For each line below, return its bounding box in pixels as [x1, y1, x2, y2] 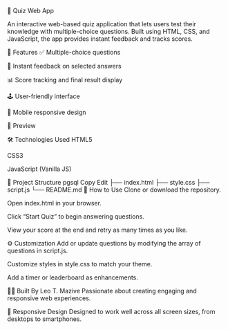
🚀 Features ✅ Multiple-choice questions [7, 48, 121, 56]
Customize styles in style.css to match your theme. [7, 260, 153, 268]
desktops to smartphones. [7, 315, 82, 323]
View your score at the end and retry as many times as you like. [7, 226, 188, 234]
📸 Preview [7, 122, 36, 129]
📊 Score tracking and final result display [7, 76, 123, 84]
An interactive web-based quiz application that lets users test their [7, 20, 197, 28]
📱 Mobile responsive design [7, 108, 86, 116]
